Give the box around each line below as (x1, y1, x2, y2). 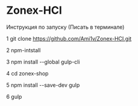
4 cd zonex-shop (6, 69, 49, 77)
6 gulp (6, 93, 22, 100)
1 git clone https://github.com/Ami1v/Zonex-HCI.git (6, 35, 132, 42)
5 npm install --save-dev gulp (6, 81, 80, 89)
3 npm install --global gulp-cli (6, 58, 80, 65)
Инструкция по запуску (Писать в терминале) (6, 23, 125, 31)
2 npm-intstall (6, 46, 41, 54)
